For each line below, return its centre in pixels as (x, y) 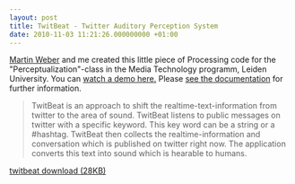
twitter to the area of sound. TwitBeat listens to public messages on (156, 115)
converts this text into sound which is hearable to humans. (139, 153)
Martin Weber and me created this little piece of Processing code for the (143, 60)
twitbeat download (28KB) (58, 171)
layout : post (34, 18)
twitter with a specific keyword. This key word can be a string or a (153, 125)
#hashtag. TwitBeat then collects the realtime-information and (146, 135)
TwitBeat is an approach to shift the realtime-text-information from (154, 106)
